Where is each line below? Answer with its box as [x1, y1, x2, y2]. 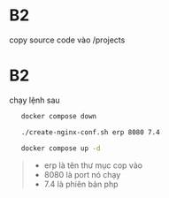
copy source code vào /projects [9, 34, 126, 45]
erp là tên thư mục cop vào [43, 160, 143, 171]
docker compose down [20, 111, 97, 120]
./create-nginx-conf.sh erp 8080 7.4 [20, 127, 161, 137]
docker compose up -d [20, 143, 101, 153]
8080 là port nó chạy [43, 169, 121, 179]
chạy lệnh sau [9, 95, 60, 105]
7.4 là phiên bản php [43, 179, 119, 189]
